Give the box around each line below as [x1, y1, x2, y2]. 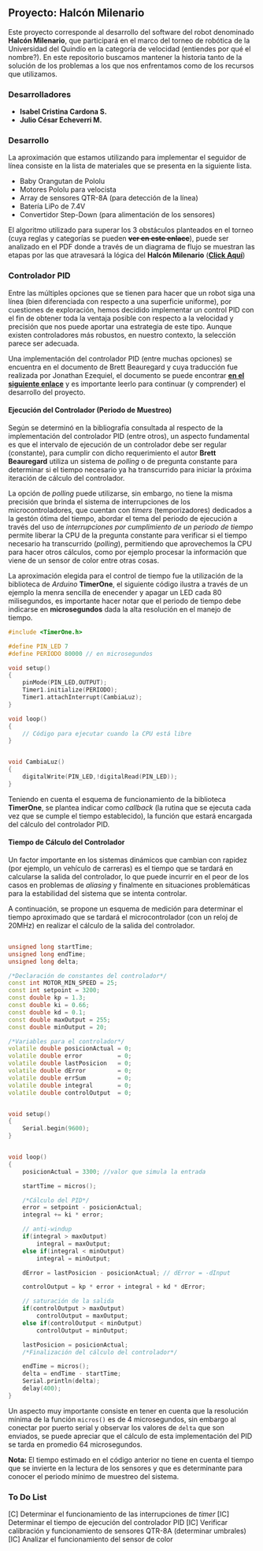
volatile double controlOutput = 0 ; [8, 1088, 132, 1096]
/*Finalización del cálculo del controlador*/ [22, 1348, 178, 1356]
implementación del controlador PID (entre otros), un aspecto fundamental [8, 431, 250, 440]
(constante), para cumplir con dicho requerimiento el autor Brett [8, 448, 217, 457]
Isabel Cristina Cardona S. [19, 107, 108, 117]
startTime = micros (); [22, 1182, 97, 1190]
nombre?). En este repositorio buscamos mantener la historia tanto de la [8, 52, 243, 62]
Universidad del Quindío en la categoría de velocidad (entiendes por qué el [8, 43, 251, 54]
